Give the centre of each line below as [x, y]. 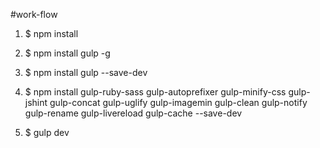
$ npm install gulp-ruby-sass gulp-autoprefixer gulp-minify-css [155, 92]
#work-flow [34, 14]
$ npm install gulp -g [67, 53]
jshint [36, 102]
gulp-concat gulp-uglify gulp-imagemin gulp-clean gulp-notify [178, 102]
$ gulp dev [47, 132]
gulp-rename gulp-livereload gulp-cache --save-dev [133, 113]
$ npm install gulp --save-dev [86, 72]
